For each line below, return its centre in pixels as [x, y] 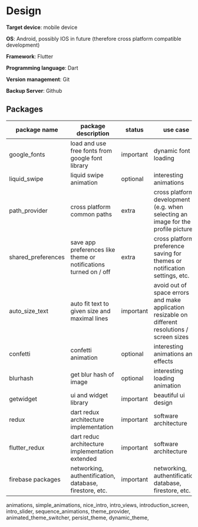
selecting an [171, 214]
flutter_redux [27, 447]
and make [167, 300]
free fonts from [91, 151]
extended [84, 458]
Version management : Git [38, 79]
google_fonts [27, 154]
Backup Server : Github [34, 90]
